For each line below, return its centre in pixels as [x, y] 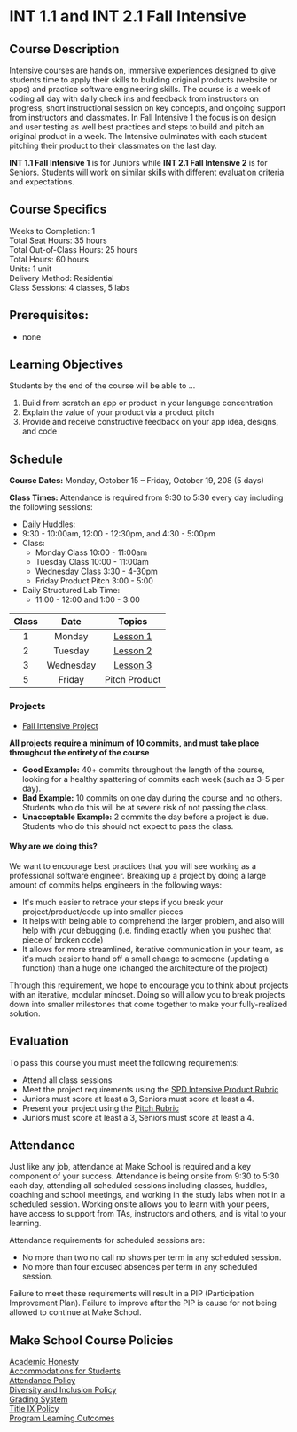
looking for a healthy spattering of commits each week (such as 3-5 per [153, 779]
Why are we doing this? [53, 846]
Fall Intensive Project [60, 725]
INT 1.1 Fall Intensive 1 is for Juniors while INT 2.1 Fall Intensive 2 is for [138, 163]
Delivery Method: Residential [62, 278]
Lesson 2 [133, 651]
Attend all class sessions [67, 1080]
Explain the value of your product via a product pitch [118, 412]
